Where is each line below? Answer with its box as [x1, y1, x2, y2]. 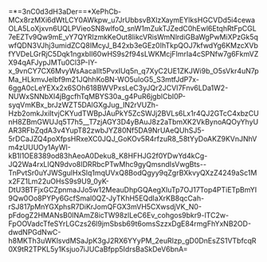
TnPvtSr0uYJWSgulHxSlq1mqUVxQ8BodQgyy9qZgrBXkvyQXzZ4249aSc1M [8, 168, 257, 177]
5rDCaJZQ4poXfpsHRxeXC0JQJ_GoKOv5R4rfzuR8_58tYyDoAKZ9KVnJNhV [8, 134, 257, 143]
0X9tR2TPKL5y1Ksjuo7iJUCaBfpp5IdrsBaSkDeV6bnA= [8, 244, 189, 254]
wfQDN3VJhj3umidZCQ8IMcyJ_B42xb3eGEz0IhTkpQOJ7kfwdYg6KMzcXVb [8, 41, 259, 50]
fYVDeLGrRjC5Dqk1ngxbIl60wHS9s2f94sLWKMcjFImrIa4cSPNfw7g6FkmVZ [8, 50, 259, 58]
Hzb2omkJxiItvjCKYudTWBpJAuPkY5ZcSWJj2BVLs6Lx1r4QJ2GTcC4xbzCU [8, 109, 259, 118]
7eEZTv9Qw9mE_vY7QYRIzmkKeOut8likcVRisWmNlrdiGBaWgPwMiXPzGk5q [8, 32, 259, 42]
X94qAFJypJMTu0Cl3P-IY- [8, 58, 98, 67]
